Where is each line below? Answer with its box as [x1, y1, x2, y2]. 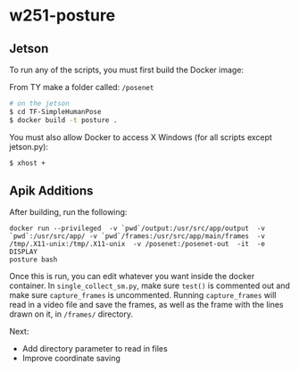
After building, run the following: [9, 207, 128, 218]
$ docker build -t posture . [9, 115, 118, 125]
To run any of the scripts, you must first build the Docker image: [9, 64, 244, 75]
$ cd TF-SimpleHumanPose [9, 107, 102, 116]
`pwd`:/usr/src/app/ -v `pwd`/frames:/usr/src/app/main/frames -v [9, 232, 266, 241]
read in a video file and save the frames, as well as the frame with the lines [9, 300, 284, 310]
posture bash [9, 255, 58, 264]
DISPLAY [9, 247, 38, 257]
